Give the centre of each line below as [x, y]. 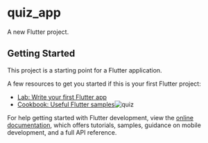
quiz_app [34, 13]
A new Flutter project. [38, 32]
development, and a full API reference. [62, 132]
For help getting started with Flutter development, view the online [101, 117]
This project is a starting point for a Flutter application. [85, 70]
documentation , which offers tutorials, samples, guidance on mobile [104, 125]
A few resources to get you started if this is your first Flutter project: [104, 84]
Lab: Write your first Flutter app [62, 97]
